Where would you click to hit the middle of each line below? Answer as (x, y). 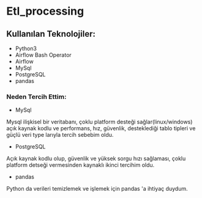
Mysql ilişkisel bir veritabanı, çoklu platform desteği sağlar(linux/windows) (99, 122)
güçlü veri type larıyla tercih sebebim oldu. (60, 135)
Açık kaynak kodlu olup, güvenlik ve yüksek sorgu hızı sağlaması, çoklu (96, 159)
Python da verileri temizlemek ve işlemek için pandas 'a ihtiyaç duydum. (97, 189)
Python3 (26, 48)
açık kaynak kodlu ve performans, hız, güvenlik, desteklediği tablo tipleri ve (101, 128)
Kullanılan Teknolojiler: (51, 34)
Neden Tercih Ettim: (36, 97)
